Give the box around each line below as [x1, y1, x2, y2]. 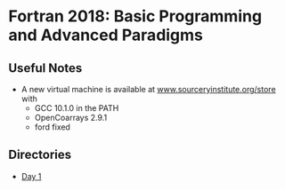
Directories [8, 147, 72, 162]
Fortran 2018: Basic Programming [8, 6, 263, 27]
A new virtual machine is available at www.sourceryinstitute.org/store [20, 84, 277, 94]
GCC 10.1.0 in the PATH [34, 103, 119, 113]
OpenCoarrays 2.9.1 [34, 113, 108, 123]
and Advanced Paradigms [8, 25, 204, 45]
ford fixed [34, 122, 70, 132]
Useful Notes [8, 60, 83, 75]
